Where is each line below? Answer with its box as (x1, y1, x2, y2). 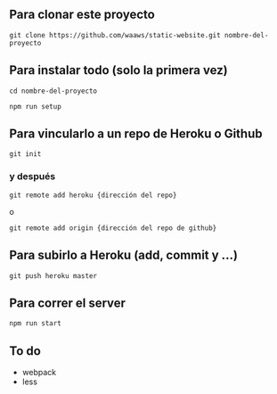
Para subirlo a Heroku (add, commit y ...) (9, 248, 239, 263)
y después (9, 170, 56, 183)
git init (9, 150, 42, 159)
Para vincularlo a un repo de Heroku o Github (9, 127, 263, 142)
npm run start (9, 319, 62, 328)
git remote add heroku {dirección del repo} (9, 191, 177, 200)
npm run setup (9, 102, 62, 111)
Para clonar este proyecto (9, 7, 156, 22)
